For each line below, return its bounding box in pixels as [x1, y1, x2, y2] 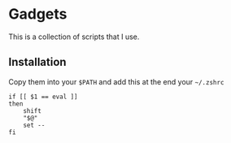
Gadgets [8, 5, 68, 24]
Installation [8, 55, 67, 69]
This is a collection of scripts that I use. [8, 32, 140, 41]
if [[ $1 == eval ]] [8, 93, 79, 101]
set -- [23, 121, 46, 129]
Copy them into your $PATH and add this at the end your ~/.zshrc [8, 76, 224, 86]
